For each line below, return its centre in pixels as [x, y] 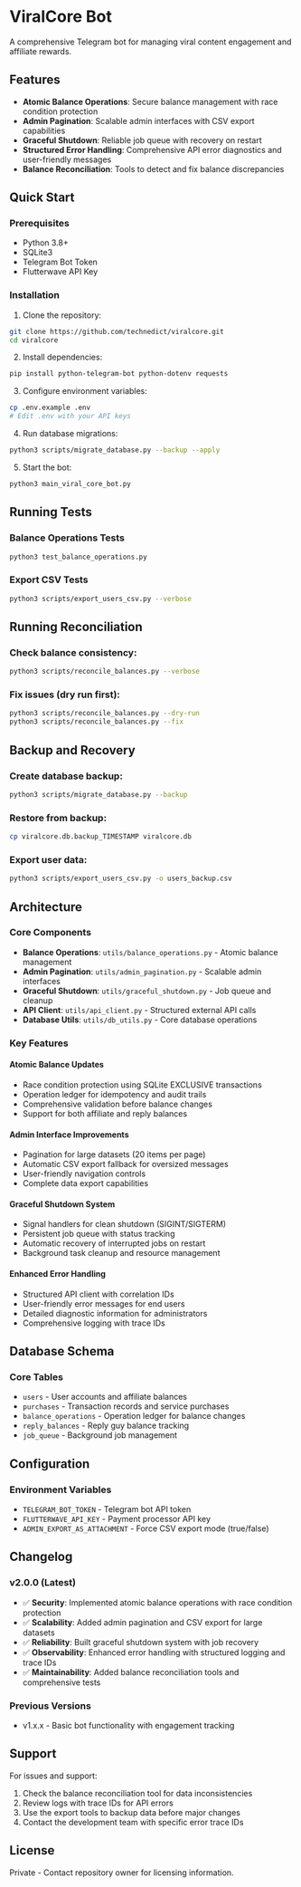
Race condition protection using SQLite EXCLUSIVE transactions [142, 1085]
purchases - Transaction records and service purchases [126, 1406]
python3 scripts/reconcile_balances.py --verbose [105, 672]
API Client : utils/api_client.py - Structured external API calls [139, 1010]
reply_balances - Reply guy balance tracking [106, 1426]
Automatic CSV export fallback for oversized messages [125, 1164]
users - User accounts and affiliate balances [105, 1397]
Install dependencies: [62, 357]
